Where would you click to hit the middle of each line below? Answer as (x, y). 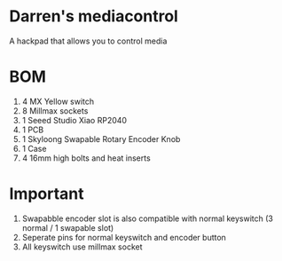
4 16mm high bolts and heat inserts (86, 158)
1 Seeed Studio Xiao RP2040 (74, 120)
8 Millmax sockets (55, 111)
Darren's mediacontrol (94, 16)
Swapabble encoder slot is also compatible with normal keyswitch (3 (147, 218)
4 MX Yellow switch (58, 101)
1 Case (34, 148)
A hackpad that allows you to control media (88, 41)
